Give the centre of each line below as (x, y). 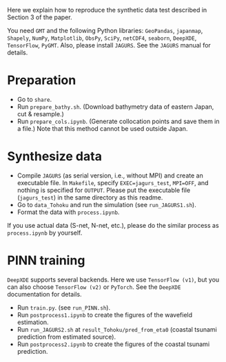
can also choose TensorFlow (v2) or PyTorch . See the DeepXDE (94, 287)
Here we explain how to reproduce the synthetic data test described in (107, 10)
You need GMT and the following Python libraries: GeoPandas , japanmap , (105, 31)
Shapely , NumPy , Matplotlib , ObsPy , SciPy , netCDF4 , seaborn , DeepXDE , (102, 38)
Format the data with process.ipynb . (68, 212)
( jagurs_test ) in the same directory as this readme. (90, 197)
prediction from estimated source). (66, 337)
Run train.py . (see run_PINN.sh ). (64, 307)
